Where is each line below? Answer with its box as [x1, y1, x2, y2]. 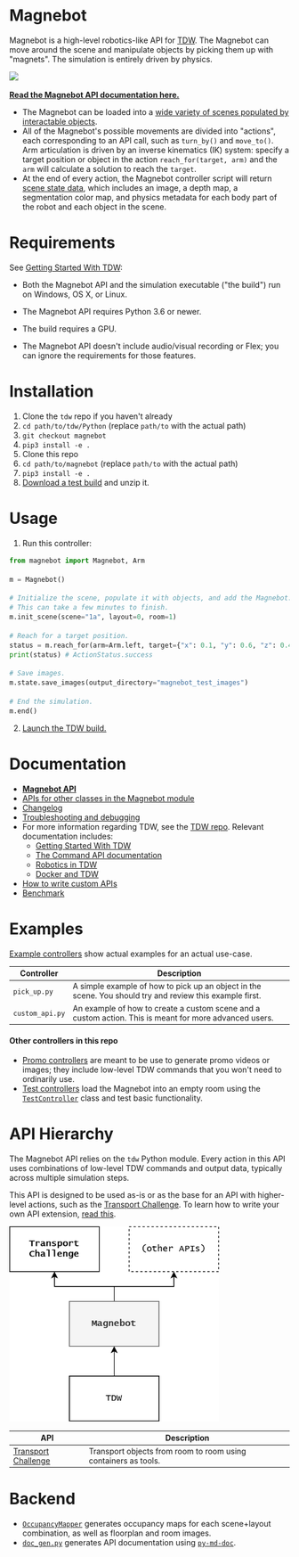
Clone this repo [21, 448, 78, 459]
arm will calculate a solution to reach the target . [21, 163, 198, 174]
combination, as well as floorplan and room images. [21, 1528, 212, 1538]
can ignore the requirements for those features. [21, 349, 197, 361]
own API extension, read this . [9, 1209, 117, 1219]
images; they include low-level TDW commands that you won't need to [21, 1064, 282, 1075]
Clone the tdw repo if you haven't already [21, 411, 174, 422]
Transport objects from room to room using [88, 1446, 246, 1456]
